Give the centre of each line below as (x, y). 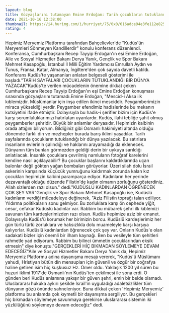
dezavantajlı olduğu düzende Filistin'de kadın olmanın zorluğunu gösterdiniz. (84, 182)
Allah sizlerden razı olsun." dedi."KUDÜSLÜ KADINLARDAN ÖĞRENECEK (80, 187)
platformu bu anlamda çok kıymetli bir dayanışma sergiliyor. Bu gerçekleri (81, 294)
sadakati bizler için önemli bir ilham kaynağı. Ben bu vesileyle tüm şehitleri (82, 236)
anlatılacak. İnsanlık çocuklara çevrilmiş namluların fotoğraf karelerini (77, 155)
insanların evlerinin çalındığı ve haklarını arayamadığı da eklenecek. (75, 144)
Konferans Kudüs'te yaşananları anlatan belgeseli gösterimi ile (70, 75)
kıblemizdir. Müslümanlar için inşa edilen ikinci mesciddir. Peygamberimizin (83, 102)
